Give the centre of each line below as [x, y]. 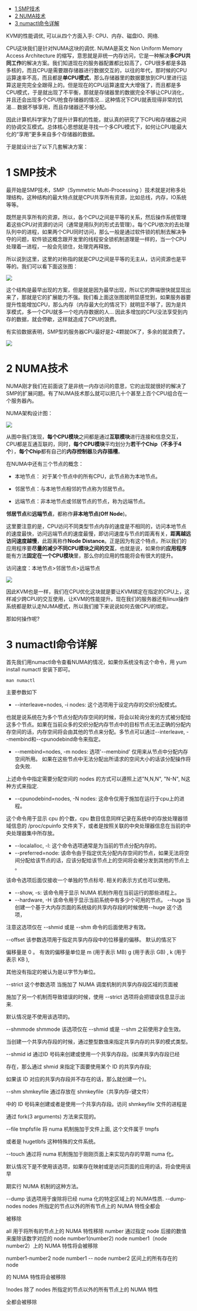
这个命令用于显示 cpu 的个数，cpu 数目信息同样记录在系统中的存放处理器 [94, 818]
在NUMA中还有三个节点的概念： [45, 463]
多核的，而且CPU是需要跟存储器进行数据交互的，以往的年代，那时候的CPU [97, 70]
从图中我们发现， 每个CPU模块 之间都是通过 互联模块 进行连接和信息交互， [94, 436]
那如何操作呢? [23, 618]
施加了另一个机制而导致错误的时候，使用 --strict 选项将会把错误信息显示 [93, 997]
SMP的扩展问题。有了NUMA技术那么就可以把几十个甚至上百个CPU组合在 [94, 393]
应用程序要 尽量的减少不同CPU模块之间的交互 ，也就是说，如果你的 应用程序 [96, 548]
